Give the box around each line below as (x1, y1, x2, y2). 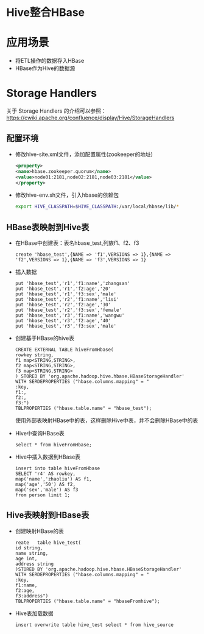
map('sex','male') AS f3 (15, 487, 79, 493)
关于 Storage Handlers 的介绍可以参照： (6, 107, 107, 114)
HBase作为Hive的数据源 (15, 65, 76, 72)
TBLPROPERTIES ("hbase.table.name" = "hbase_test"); (15, 406, 152, 412)
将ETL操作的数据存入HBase (15, 57, 85, 65)
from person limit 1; (15, 492, 70, 498)
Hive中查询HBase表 (15, 430, 65, 437)
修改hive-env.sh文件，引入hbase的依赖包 (15, 191, 119, 199)
